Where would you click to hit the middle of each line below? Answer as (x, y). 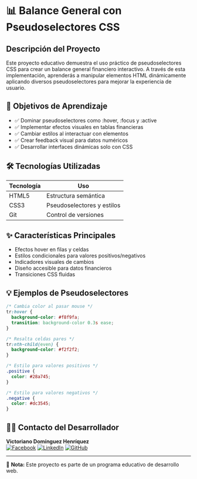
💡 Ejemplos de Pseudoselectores (67, 293)
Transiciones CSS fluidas (45, 274)
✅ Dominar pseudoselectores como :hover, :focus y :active (86, 120)
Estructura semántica (76, 195)
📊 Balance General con (64, 11)
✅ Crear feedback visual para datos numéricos (71, 140)
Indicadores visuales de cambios (54, 262)
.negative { (21, 398)
